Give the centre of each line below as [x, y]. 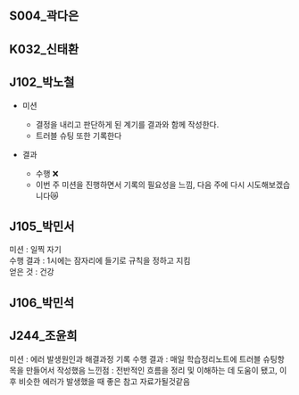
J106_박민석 [42, 303]
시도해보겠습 [269, 185]
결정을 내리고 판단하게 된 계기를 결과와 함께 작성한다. [127, 124]
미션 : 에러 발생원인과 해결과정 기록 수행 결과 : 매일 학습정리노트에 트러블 [135, 358]
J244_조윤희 [43, 336]
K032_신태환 [44, 49]
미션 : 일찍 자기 [36, 250]
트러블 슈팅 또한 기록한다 [79, 136]
